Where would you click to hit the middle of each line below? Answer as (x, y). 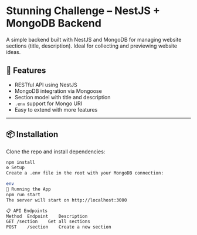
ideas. (13, 52)
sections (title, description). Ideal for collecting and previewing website (92, 46)
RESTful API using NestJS (46, 85)
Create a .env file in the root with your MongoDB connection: (85, 173)
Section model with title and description (62, 97)
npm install (21, 162)
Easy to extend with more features (56, 109)
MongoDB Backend (54, 23)
